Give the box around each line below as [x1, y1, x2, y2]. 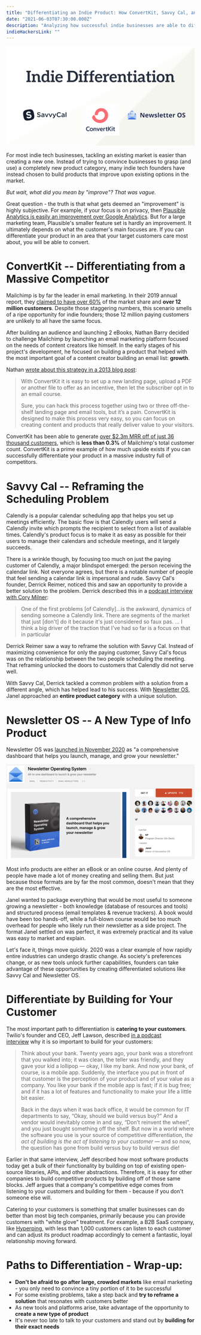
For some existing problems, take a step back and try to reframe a [14, 1291, 179, 1298]
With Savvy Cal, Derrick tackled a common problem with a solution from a [6, 680, 188, 687]
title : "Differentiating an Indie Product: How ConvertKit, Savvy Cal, [6, 10, 188, 16]
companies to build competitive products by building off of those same [6, 1175, 181, 1182]
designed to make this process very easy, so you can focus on [20, 415, 175, 422]
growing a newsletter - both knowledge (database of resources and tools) [6, 902, 188, 910]
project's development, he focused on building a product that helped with [6, 348, 187, 355]
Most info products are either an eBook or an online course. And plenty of [6, 865, 188, 872]
